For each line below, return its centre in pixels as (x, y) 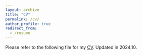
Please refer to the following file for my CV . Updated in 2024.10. (71, 47)
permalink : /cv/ (22, 19)
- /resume (20, 33)
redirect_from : (21, 28)
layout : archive (22, 10)
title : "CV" (18, 14)
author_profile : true (28, 24)
